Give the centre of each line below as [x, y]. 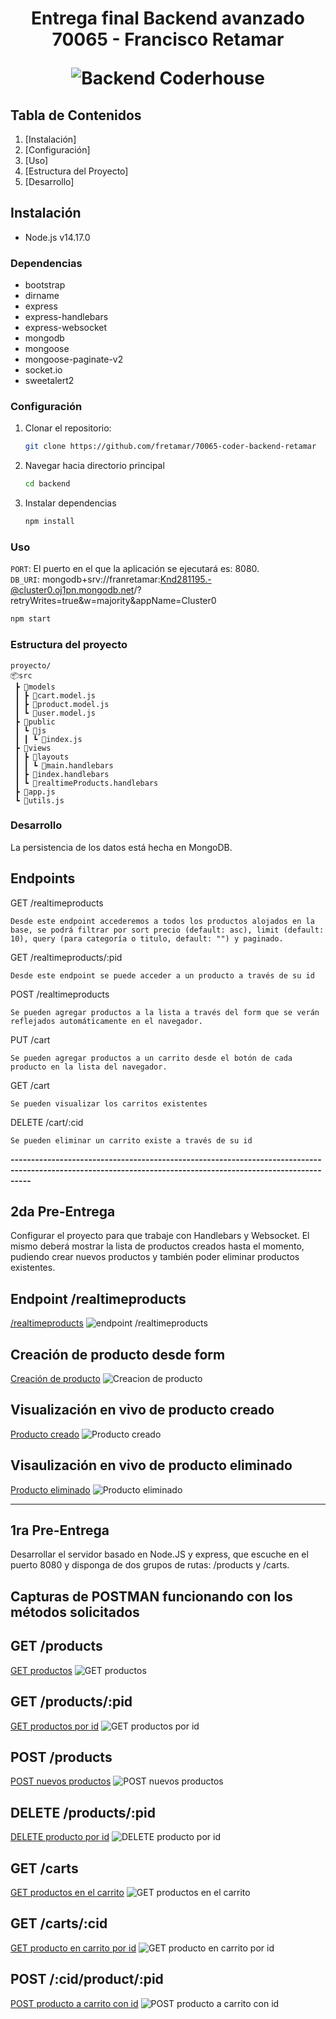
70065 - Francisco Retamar [168, 39]
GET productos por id [54, 1726]
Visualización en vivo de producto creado [142, 1410]
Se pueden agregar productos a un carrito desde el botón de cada [151, 1058]
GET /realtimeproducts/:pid [66, 957]
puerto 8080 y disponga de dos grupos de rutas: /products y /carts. [150, 1565]
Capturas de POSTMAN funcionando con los [151, 1596]
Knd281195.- [185, 579]
